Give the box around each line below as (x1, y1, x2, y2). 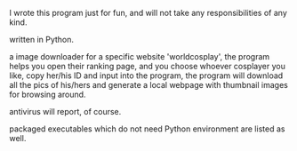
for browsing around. (9, 89, 86, 99)
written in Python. (9, 35, 74, 44)
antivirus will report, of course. (9, 107, 122, 116)
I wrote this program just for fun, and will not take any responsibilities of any (9, 8, 287, 18)
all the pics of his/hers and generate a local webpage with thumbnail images (9, 80, 289, 90)
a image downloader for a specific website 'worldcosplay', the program (9, 52, 270, 61)
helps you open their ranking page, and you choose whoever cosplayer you (9, 61, 286, 71)
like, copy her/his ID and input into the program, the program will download (9, 70, 284, 81)
